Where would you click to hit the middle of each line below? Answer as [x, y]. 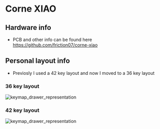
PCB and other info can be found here [52, 39]
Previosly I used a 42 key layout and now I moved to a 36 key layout [84, 73]
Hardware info [28, 28]
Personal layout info [38, 61]
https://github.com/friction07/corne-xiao [55, 45]
